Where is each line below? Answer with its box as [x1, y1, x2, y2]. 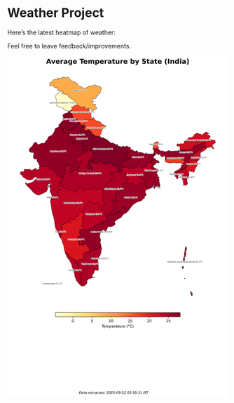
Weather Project [7, 5, 104, 21]
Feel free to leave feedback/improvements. [7, 41, 132, 50]
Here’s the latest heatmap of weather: [7, 28, 116, 37]
